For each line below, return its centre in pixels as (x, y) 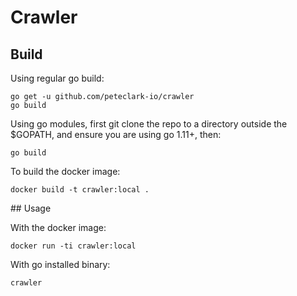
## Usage (31, 208)
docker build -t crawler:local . (80, 190)
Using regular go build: (57, 78)
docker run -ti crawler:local (73, 246)
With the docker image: (58, 227)
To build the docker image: (65, 171)
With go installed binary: (60, 264)
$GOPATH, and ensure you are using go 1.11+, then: (116, 134)
